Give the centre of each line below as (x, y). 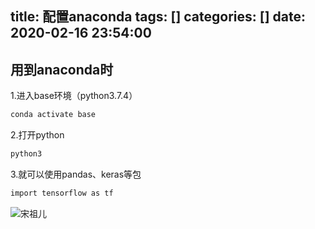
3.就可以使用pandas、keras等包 (76, 174)
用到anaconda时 (62, 69)
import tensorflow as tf (62, 193)
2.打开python (37, 135)
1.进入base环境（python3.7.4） (74, 96)
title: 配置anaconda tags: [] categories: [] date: (158, 17)
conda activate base (53, 115)
